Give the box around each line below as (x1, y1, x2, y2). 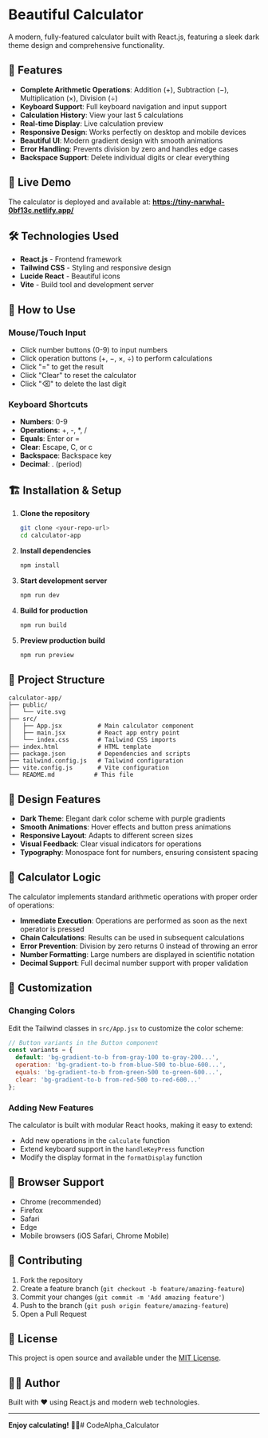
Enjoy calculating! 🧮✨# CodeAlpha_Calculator (8, 1420, 160, 1430)
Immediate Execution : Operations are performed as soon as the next (19, 916, 247, 925)
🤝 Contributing (8, 1254, 83, 1267)
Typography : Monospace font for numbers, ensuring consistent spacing (19, 848, 258, 857)
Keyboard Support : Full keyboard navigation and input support (19, 101, 227, 111)
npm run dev (19, 591, 60, 599)
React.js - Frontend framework (19, 254, 122, 264)
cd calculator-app (19, 532, 81, 540)
